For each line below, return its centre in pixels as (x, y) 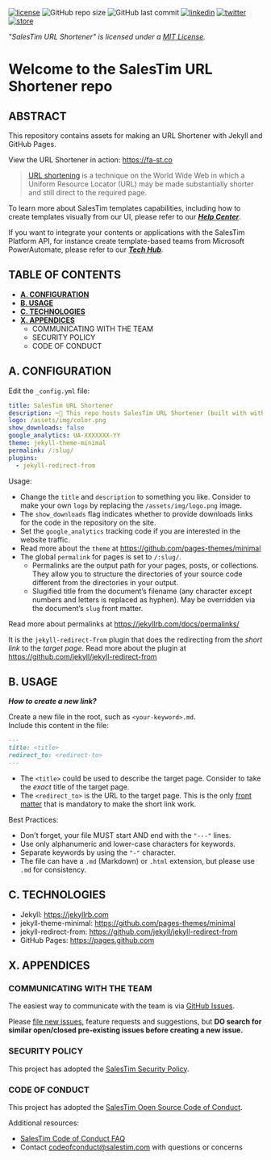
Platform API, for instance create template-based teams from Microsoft (126, 241)
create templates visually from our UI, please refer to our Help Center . (125, 217)
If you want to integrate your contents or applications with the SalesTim (127, 232)
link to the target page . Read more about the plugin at (98, 648)
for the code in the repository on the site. (88, 522)
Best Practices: (33, 819)
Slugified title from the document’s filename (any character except (142, 591)
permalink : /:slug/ (41, 450)
